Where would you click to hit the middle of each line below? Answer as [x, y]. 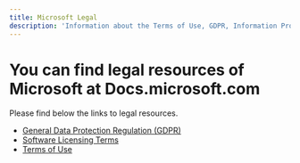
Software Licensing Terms [70, 140]
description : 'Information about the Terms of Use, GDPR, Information [143, 26]
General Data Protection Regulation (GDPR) [101, 131]
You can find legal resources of [127, 70]
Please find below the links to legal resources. [94, 113]
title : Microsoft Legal [54, 17]
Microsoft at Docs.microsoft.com [135, 89]
